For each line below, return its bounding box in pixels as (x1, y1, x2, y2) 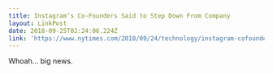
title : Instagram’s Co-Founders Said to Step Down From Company (8, 11, 231, 20)
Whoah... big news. (8, 56, 73, 66)
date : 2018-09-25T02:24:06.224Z (8, 27, 118, 35)
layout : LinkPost (8, 19, 67, 27)
